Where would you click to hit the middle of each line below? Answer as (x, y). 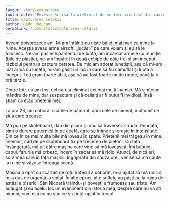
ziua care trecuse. (24, 116)
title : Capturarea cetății (33, 19)
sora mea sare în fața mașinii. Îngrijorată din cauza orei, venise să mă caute (83, 158)
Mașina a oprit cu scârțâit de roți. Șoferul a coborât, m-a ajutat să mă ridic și (84, 173)
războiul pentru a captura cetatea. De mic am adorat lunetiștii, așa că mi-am (84, 64)
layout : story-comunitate (32, 10)
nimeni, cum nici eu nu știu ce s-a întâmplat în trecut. (60, 194)
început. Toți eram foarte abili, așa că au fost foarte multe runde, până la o (82, 75)
